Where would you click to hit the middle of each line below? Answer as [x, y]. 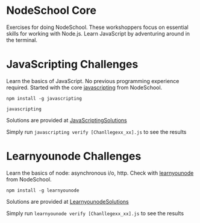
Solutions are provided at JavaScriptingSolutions [67, 120]
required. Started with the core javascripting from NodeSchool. [84, 87]
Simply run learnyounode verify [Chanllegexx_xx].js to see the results [95, 213]
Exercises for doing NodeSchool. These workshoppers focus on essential [97, 27]
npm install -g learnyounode [43, 190]
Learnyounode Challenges [74, 156]
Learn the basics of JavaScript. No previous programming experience [93, 81]
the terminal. [22, 40]
